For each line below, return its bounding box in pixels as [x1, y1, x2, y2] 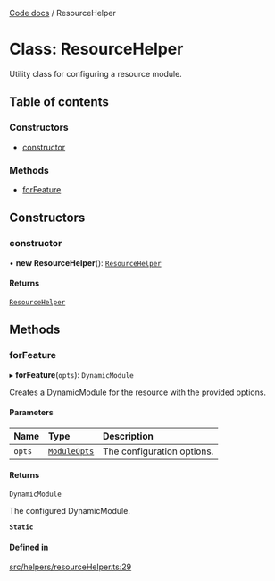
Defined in [9, 542, 49, 552]
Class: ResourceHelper [9, 39, 184, 59]
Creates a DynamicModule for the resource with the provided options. [9, 387, 266, 397]
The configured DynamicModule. [9, 505, 131, 516]
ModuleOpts [47, 446, 95, 456]
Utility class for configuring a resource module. [9, 68, 183, 79]
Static [9, 523, 34, 532]
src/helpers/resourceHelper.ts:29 [9, 561, 132, 572]
